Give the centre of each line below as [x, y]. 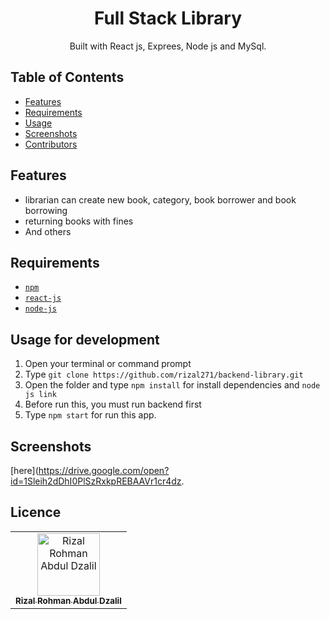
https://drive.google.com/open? [104, 470]
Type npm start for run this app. [90, 415]
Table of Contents [67, 77]
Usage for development [85, 339]
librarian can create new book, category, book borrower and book [160, 199]
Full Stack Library [168, 18]
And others [48, 231]
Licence [36, 512]
